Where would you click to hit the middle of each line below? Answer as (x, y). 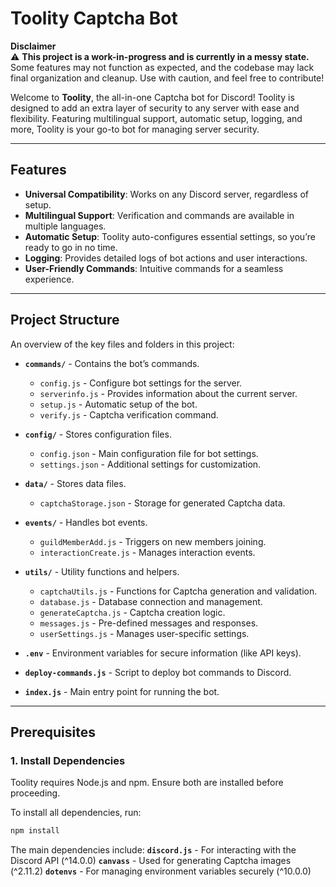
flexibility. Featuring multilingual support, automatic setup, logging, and (156, 118)
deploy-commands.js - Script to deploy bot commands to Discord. (158, 672)
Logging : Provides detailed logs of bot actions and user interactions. (166, 258)
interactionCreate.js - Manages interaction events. (147, 552)
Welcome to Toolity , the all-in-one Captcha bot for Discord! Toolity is (152, 97)
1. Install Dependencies (68, 760)
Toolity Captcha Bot (94, 18)
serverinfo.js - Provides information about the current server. (168, 393)
